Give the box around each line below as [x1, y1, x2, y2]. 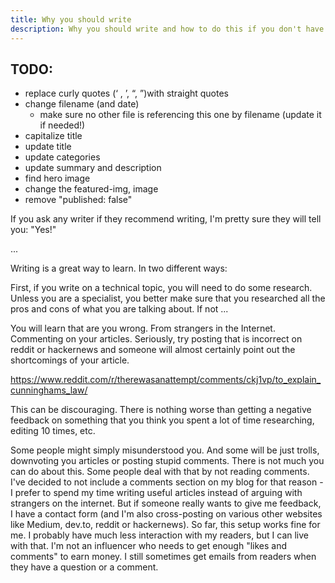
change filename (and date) [24, 98, 140, 110]
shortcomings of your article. [10, 354, 130, 366]
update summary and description [24, 162, 162, 174]
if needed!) [39, 119, 86, 131]
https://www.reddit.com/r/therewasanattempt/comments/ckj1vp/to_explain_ [10, 374, 322, 386]
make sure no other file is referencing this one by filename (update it [39, 109, 322, 121]
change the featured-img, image [24, 183, 159, 195]
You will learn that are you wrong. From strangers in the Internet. [10, 322, 276, 335]
